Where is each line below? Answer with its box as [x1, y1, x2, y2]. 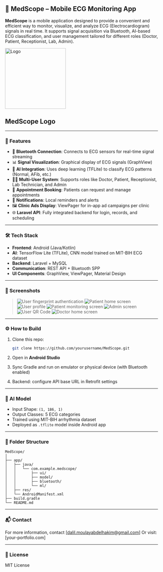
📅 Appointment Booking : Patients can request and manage [12, 186, 131, 192]
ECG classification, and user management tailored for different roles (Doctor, [5, 33, 158, 39]
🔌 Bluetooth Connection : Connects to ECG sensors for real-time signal [12, 149, 154, 154]
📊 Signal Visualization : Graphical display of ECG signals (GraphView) [12, 159, 153, 165]
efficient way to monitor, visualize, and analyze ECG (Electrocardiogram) [5, 23, 150, 29]
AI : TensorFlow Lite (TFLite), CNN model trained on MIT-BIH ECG [12, 250, 143, 256]
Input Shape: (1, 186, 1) [12, 406, 63, 412]
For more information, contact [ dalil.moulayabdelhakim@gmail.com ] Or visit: [5, 529, 157, 535]
